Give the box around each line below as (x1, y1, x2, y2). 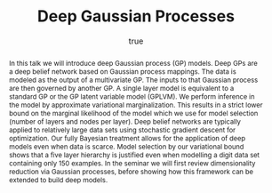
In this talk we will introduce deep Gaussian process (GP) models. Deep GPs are (8, 58, 258, 68)
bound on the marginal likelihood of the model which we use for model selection (8, 109, 259, 117)
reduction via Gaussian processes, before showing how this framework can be (8, 166, 253, 176)
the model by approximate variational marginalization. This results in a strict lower (8, 100, 263, 109)
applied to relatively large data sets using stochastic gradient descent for (8, 125, 236, 134)
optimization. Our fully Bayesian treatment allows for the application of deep (8, 133, 246, 143)
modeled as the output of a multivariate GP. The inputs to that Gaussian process (8, 75, 259, 84)
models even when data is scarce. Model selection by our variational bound (8, 141, 244, 151)
